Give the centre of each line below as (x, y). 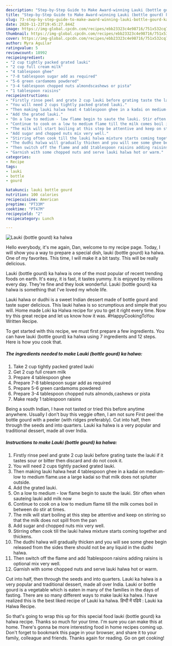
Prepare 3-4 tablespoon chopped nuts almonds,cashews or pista (82, 394)
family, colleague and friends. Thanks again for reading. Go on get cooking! (85, 638)
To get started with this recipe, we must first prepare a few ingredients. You (85, 331)
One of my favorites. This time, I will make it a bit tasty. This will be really (82, 258)
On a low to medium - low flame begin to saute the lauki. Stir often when (89, 493)
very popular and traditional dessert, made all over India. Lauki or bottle (81, 584)
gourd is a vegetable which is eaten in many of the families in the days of (82, 590)
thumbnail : (17, 34)
